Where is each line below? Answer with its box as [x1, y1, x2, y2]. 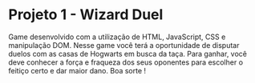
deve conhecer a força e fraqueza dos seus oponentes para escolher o [8, 57, 243, 67]
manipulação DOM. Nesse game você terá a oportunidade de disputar [8, 40, 240, 49]
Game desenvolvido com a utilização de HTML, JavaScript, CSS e [8, 32, 226, 41]
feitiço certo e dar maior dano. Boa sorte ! [8, 65, 147, 75]
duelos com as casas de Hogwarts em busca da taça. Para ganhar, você [8, 49, 247, 58]
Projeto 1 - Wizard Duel [8, 6, 164, 24]
